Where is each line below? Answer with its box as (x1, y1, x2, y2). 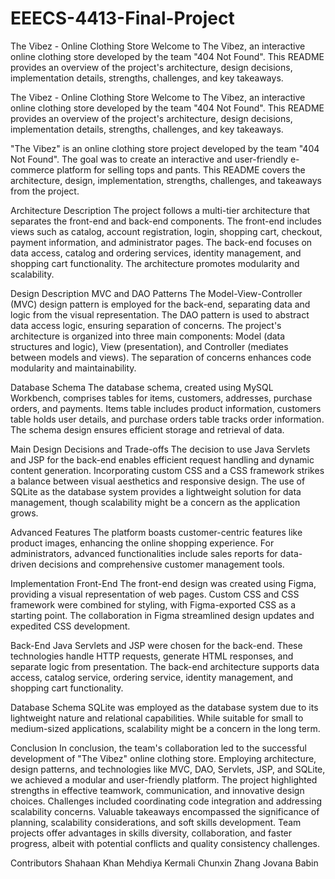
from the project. (10, 185, 80, 197)
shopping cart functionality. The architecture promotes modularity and (10, 257, 300, 269)
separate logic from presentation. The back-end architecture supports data (10, 660, 320, 672)
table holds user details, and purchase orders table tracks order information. (10, 413, 325, 425)
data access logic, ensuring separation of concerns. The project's (10, 319, 282, 331)
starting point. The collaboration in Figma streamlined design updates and (10, 609, 315, 621)
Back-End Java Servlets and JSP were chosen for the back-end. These (10, 639, 303, 651)
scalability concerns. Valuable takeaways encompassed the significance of (10, 805, 320, 817)
